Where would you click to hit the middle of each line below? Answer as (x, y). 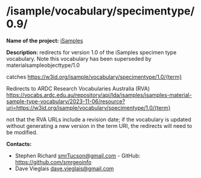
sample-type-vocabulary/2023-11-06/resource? (66, 101)
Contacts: (19, 144)
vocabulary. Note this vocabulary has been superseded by (79, 59)
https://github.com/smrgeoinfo (53, 162)
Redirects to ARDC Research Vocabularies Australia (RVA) (78, 88)
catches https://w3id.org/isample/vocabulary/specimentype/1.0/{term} (94, 77)
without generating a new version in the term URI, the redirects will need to (99, 126)
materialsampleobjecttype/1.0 (43, 65)
